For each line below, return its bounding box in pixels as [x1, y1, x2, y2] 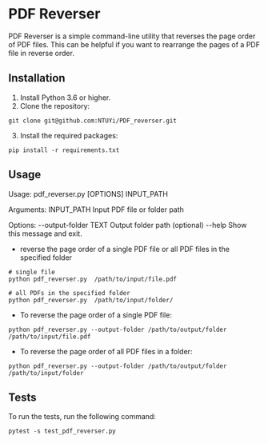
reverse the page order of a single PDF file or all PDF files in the [19, 244, 230, 253]
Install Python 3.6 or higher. [19, 93, 111, 102]
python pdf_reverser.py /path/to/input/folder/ [8, 296, 174, 304]
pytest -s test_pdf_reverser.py [8, 427, 116, 436]
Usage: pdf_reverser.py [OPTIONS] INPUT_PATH [8, 189, 168, 198]
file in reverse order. [8, 48, 74, 58]
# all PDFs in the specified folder [8, 289, 130, 297]
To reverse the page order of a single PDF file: [19, 309, 172, 320]
